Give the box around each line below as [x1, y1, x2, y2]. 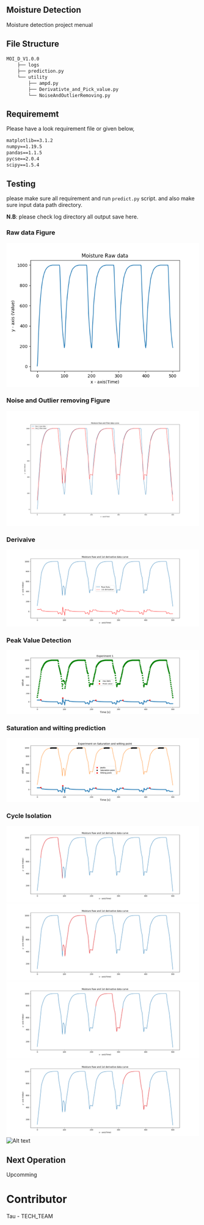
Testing [6, 178, 36, 189]
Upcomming [6, 1171, 38, 1179]
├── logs [17, 62, 40, 68]
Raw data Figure [6, 228, 56, 237]
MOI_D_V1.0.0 [6, 56, 40, 62]
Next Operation [6, 1155, 66, 1165]
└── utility [17, 74, 48, 80]
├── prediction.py [17, 68, 64, 74]
